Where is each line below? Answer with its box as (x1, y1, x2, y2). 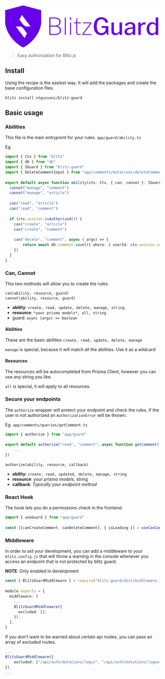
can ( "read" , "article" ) (9, 201, 58, 206)
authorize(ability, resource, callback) (5, 463, 89, 468)
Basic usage (5, 109, 43, 117)
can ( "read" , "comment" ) (9, 206, 58, 211)
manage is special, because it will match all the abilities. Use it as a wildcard (5, 347, 156, 353)
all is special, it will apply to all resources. (5, 384, 91, 389)
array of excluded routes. (5, 639, 56, 645)
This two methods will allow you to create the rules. (5, 281, 109, 287)
